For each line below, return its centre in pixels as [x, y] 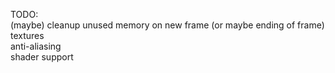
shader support [42, 57]
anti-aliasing [36, 46]
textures [27, 35]
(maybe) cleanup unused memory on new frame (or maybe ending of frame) [167, 25]
